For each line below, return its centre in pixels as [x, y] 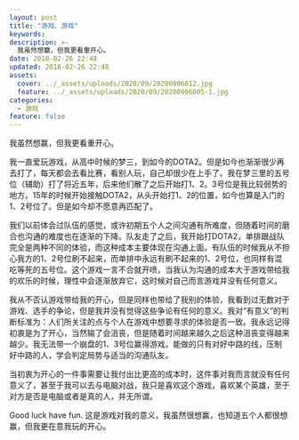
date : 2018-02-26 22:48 [53, 59]
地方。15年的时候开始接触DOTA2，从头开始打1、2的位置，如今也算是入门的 [147, 196]
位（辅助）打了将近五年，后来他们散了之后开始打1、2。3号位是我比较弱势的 [148, 184]
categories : [31, 100]
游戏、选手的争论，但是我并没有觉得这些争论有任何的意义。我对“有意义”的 [145, 311]
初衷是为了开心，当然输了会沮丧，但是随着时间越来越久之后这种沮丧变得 [141, 333]
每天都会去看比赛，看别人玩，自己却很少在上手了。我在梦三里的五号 [165, 173]
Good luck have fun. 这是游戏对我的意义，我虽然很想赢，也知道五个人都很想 [149, 415]
